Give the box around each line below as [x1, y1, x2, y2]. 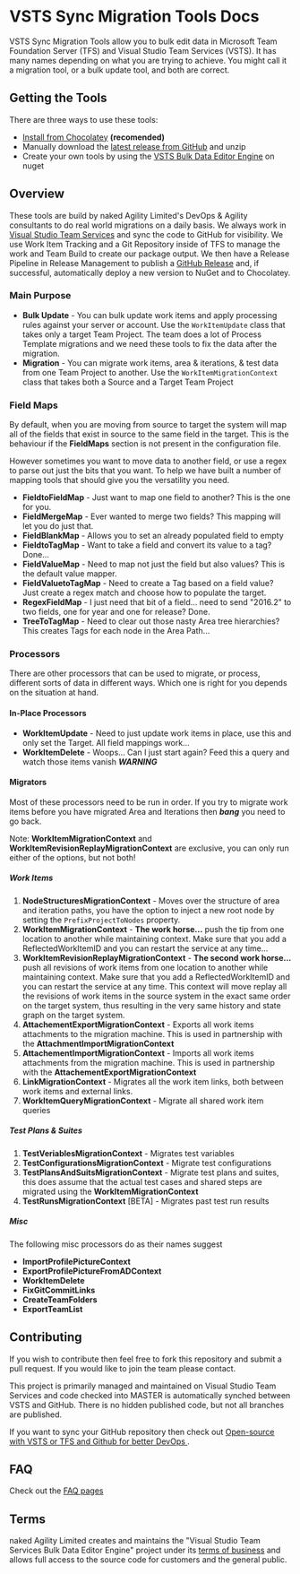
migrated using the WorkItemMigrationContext [21, 1186, 199, 1197]
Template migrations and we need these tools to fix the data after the [21, 338, 278, 349]
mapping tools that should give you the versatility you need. [9, 475, 230, 486]
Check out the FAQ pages [9, 1485, 104, 1496]
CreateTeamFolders [21, 1293, 98, 1305]
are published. [9, 1409, 63, 1420]
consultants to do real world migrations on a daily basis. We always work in [9, 220, 287, 230]
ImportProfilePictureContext [21, 1256, 132, 1267]
